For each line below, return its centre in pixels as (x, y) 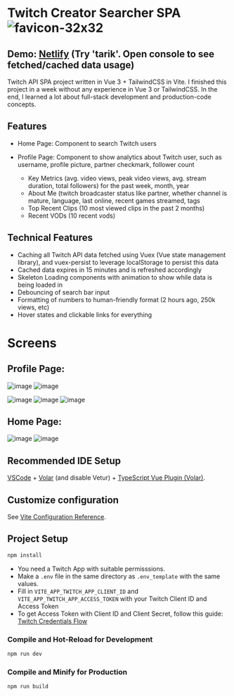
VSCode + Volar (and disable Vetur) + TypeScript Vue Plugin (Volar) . (106, 478)
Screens (32, 343)
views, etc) (33, 307)
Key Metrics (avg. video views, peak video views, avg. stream (117, 178)
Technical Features (50, 238)
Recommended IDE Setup (64, 460)
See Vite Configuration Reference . (57, 517)
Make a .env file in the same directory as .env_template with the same (119, 576)
